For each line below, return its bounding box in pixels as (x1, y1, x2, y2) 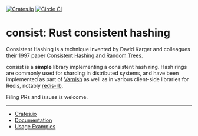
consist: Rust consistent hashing (6, 26, 171, 39)
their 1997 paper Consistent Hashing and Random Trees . (6, 52, 143, 59)
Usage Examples (14, 122, 56, 130)
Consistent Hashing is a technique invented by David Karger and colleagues (6, 45, 190, 52)
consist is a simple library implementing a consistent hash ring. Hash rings (6, 63, 187, 70)
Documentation (14, 117, 52, 124)
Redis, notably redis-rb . (6, 82, 64, 89)
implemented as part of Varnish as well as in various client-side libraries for (6, 75, 189, 82)
